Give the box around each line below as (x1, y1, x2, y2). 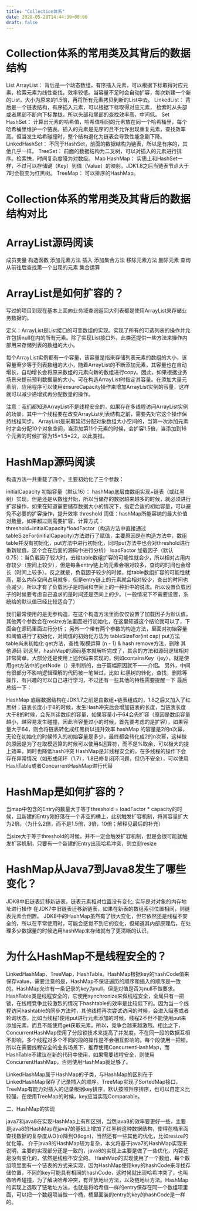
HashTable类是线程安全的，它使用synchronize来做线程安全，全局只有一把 (6, 992, 185, 1000)
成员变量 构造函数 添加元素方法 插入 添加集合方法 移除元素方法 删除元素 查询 (6, 256, 191, 264)
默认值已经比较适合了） (21, 598, 78, 605)
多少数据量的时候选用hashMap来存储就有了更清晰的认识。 (11, 927, 152, 934)
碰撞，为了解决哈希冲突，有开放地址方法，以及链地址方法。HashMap (21, 1176, 189, 1183)
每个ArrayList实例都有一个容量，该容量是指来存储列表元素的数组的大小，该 (6, 354, 188, 361)
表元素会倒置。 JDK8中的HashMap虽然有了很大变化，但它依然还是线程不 (6, 913, 183, 920)
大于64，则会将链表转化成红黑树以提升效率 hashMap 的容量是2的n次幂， (11, 725, 188, 733)
